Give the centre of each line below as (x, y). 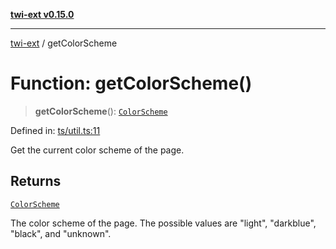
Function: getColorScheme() (131, 83)
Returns (36, 181)
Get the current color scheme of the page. (97, 150)
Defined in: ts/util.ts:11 (55, 130)
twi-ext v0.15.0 (42, 14)
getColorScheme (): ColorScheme (101, 111)
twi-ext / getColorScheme (64, 43)
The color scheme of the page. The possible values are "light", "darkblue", (163, 223)
